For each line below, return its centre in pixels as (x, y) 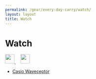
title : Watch (18, 19)
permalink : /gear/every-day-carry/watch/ (48, 10)
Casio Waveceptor (31, 72)
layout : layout (21, 14)
